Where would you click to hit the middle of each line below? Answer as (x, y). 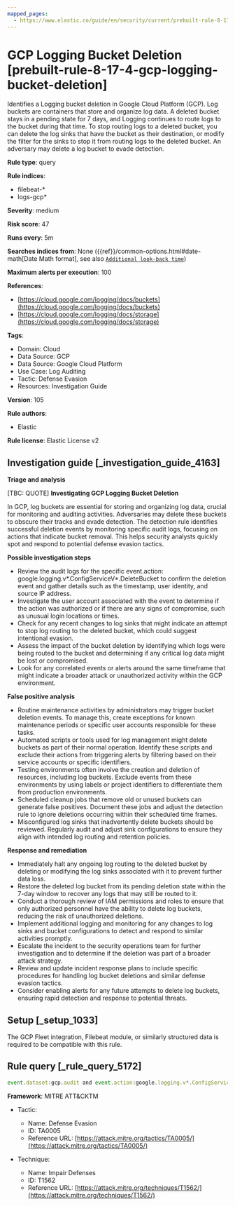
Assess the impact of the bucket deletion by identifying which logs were (121, 646)
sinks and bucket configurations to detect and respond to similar (110, 931)
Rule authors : (27, 414)
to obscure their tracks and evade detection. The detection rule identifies (113, 522)
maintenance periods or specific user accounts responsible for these (117, 725)
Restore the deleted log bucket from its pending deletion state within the (121, 886)
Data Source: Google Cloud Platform (70, 364)
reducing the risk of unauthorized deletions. (80, 916)
